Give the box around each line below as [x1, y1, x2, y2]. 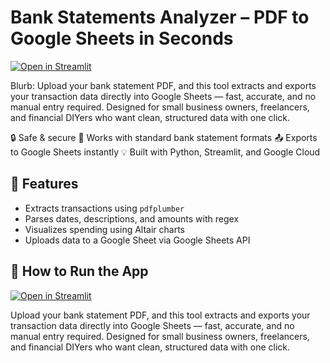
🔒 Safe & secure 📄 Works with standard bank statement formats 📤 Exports [10, 131, 318, 143]
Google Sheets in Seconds [10, 27, 234, 50]
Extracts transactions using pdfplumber [24, 202, 185, 214]
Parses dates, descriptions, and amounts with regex [24, 212, 240, 225]
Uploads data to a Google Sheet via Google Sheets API [24, 234, 251, 246]
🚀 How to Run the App [10, 263, 149, 280]
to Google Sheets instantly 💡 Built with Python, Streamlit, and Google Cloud [10, 146, 321, 158]
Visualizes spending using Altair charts [24, 223, 186, 235]
